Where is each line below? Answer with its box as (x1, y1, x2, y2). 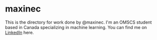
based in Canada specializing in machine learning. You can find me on (5, 24, 147, 30)
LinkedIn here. (5, 29, 34, 35)
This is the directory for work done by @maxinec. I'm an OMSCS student (5, 19, 152, 25)
